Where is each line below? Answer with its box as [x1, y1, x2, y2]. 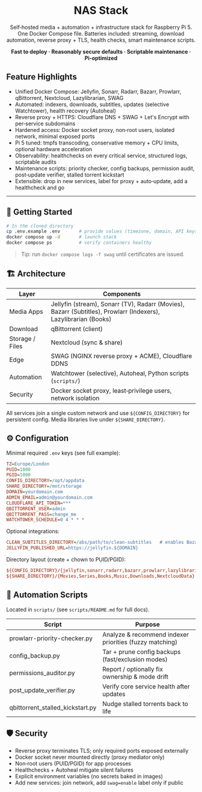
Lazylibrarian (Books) [50, 314, 112, 323]
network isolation [50, 394, 100, 402]
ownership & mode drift [102, 672, 168, 681]
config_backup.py [9, 651, 60, 659]
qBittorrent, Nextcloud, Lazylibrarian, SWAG [14, 94, 124, 101]
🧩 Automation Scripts [6, 590, 88, 600]
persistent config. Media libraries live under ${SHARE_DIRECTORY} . [6, 416, 165, 423]
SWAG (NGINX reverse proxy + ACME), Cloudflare [50, 352, 192, 360]
